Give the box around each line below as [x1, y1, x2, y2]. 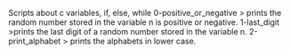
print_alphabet [8, 35, 61, 46]
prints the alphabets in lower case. [69, 35, 197, 46]
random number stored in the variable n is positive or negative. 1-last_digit [8, 17, 279, 27]
